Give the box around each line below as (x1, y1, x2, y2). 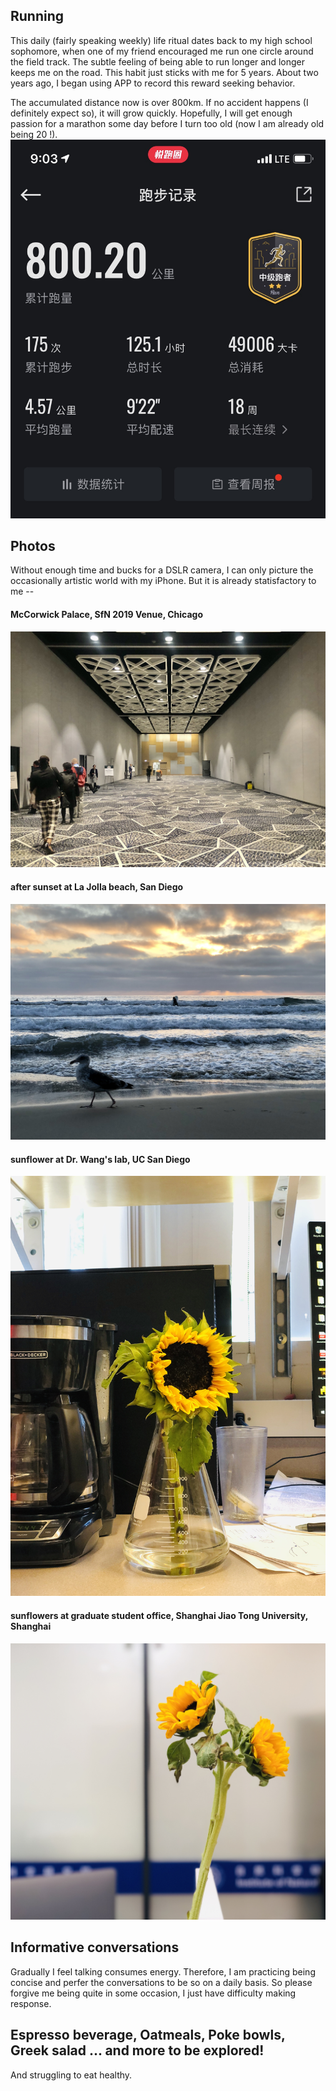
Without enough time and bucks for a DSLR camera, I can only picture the (10, 564, 314, 576)
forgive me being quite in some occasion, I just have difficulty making (10, 1987, 297, 1999)
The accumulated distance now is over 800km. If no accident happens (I (10, 96, 309, 108)
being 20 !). (10, 128, 58, 140)
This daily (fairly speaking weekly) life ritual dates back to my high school (10, 34, 313, 46)
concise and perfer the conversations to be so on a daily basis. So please (10, 1976, 313, 1988)
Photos (10, 537, 56, 554)
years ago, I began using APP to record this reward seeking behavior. (10, 77, 296, 89)
